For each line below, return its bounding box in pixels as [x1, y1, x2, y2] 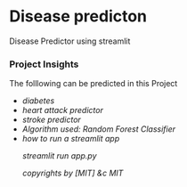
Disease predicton [9, 6, 148, 27]
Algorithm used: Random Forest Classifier [21, 124, 176, 134]
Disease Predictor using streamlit [9, 36, 131, 46]
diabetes [21, 95, 55, 106]
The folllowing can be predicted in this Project [9, 78, 178, 89]
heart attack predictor [21, 105, 104, 116]
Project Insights [9, 58, 79, 70]
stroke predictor [21, 114, 82, 126]
